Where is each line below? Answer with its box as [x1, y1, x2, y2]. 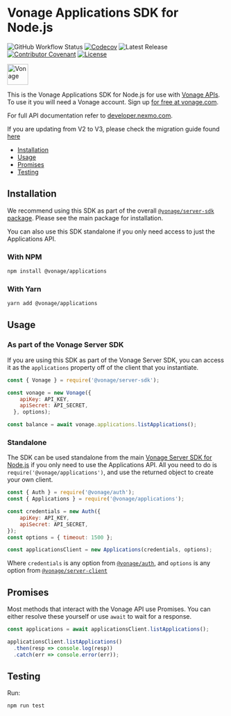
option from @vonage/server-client [7, 567, 108, 575]
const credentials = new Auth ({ [7, 508, 101, 515]
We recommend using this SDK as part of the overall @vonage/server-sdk [7, 206, 214, 215]
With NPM [7, 252, 42, 261]
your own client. [7, 475, 53, 484]
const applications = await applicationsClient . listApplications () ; [7, 626, 209, 633]
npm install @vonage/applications [7, 268, 108, 275]
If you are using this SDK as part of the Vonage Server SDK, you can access [7, 356, 224, 364]
